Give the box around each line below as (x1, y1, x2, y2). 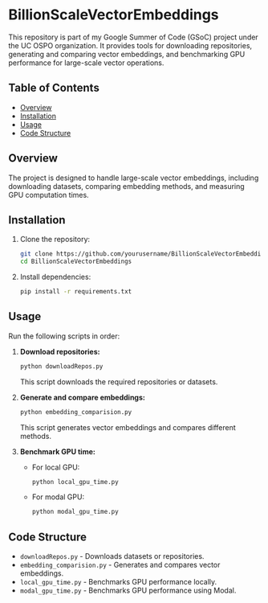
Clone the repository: (19, 235, 91, 244)
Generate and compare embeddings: (19, 392, 146, 402)
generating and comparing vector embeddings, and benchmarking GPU (8, 49, 246, 59)
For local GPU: (31, 462, 80, 472)
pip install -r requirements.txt (19, 288, 132, 296)
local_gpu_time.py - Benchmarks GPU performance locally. (19, 577, 217, 587)
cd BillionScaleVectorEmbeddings (19, 257, 132, 266)
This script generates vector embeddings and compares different (19, 422, 237, 432)
